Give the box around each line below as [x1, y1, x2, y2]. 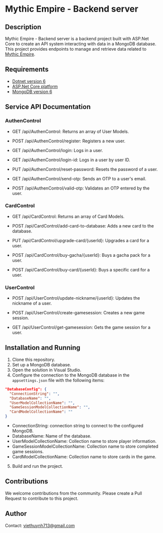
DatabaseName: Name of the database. [12, 433, 91, 439]
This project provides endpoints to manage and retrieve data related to [5, 46, 147, 52]
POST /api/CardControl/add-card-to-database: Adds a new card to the [12, 223, 154, 228]
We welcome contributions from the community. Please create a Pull [5, 490, 142, 496]
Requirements [5, 65, 49, 74]
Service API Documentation [5, 103, 91, 111]
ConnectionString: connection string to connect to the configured [12, 423, 144, 429]
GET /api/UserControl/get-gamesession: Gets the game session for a [12, 324, 151, 330]
